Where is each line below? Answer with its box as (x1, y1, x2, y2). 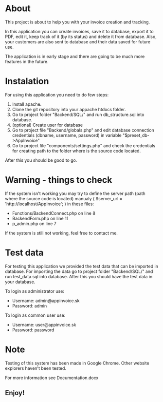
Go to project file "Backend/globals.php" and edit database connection (12, 127, 154, 133)
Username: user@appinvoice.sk (12, 322, 76, 327)
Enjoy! (5, 389, 25, 397)
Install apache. (12, 101, 42, 107)
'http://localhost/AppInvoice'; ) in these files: (5, 201, 94, 207)
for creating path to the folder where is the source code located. (12, 148, 141, 153)
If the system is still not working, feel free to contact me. (5, 230, 118, 236)
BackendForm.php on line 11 (12, 215, 69, 221)
